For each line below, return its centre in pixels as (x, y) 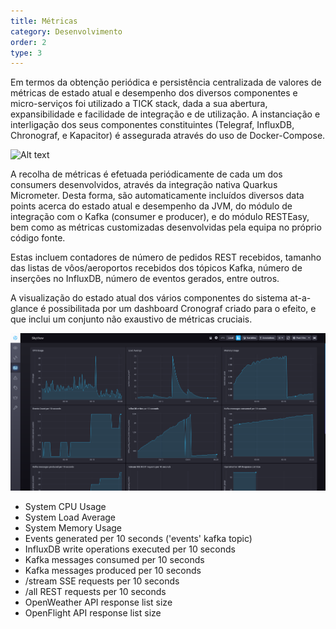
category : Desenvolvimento (66, 31)
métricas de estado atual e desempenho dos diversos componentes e (154, 93)
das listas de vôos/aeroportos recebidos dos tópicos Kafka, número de (156, 268)
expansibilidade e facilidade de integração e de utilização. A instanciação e (165, 114)
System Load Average (70, 517)
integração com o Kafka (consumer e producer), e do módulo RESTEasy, (160, 217)
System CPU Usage (65, 507)
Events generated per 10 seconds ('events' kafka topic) (138, 539)
